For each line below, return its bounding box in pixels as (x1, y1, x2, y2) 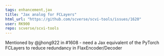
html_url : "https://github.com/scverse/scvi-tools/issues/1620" (5, 16, 142, 21)
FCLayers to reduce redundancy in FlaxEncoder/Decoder (5, 45, 122, 51)
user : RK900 (5, 21, 30, 26)
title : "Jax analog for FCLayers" (5, 12, 77, 17)
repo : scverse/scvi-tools (5, 26, 59, 31)
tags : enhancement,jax (5, 7, 52, 12)
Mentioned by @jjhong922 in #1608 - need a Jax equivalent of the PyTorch (5, 39, 160, 45)
